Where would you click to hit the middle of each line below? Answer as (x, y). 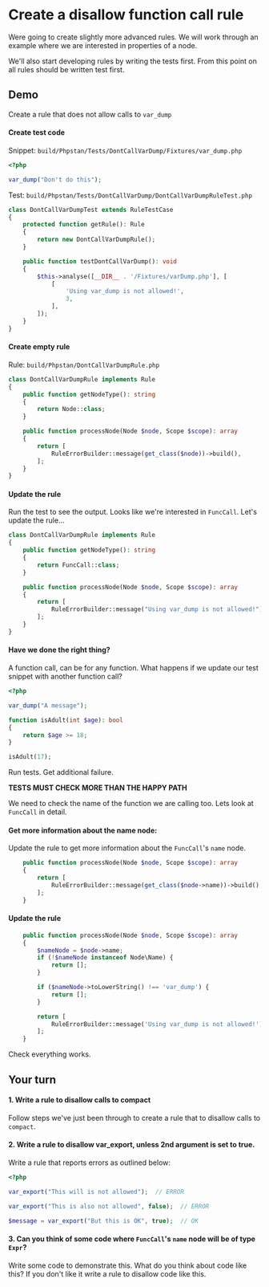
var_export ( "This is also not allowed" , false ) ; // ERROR (109, 1206)
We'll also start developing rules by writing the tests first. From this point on (133, 61)
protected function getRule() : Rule (84, 225)
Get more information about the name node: (83, 830)
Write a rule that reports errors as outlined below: (89, 1163)
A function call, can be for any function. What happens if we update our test (133, 668)
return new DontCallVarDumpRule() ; (96, 240)
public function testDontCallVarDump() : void (100, 261)
